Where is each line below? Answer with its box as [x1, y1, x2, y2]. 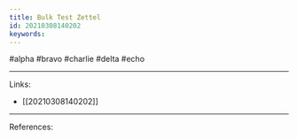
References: [9, 121, 53, 133]
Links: [9, 79, 31, 89]
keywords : [9, 29, 46, 38]
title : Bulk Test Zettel [9, 12, 101, 22]
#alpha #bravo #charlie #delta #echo [9, 54, 145, 65]
